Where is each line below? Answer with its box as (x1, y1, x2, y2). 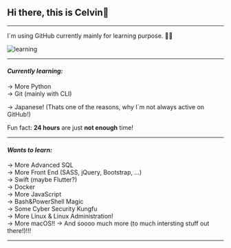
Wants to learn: (7, 146, 53, 154)
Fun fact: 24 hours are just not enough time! (7, 124, 134, 132)
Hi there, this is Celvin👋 (7, 7, 109, 19)
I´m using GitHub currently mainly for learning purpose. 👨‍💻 (7, 32, 173, 40)
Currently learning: (7, 67, 63, 76)
